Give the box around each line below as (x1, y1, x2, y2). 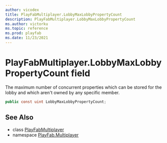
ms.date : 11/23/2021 (5, 36, 49, 41)
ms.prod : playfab (5, 31, 42, 36)
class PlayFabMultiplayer (12, 126, 64, 132)
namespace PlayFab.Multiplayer (12, 131, 79, 138)
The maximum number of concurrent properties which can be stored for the (5, 84, 162, 90)
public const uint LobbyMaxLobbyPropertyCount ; (5, 99, 107, 104)
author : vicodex (5, 7, 39, 13)
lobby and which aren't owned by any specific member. (5, 89, 120, 95)
